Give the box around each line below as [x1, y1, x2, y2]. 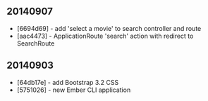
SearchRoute [16, 39, 55, 48]
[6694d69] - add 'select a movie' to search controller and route [16, 24, 202, 32]
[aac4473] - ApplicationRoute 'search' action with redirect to [16, 32, 194, 40]
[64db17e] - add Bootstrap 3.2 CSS [16, 78, 119, 86]
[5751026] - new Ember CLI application [16, 86, 131, 94]
